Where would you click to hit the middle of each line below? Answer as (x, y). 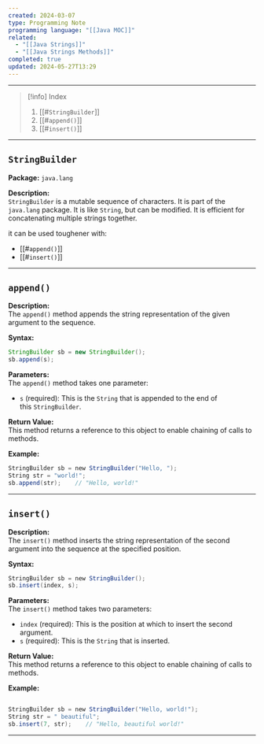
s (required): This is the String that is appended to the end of (118, 398)
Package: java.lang (40, 177)
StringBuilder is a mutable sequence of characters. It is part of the (117, 201)
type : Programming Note (47, 23)
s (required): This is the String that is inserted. (95, 641)
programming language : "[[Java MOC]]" (71, 30)
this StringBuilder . (50, 407)
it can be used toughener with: (58, 233)
